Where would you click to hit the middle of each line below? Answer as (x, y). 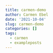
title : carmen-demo (26, 10)
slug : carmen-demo (24, 24)
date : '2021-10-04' (26, 19)
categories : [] (21, 29)
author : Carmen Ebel (27, 15)
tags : (11, 33)
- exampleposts (26, 43)
